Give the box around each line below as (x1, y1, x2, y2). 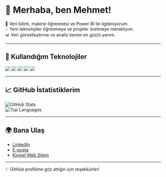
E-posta (12, 147, 29, 153)
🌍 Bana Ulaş (5, 126, 45, 135)
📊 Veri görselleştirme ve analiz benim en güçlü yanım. (5, 32, 116, 37)
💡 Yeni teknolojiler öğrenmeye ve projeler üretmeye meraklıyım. (5, 26, 134, 32)
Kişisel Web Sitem (12, 152, 49, 158)
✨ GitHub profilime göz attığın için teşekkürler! (5, 166, 100, 172)
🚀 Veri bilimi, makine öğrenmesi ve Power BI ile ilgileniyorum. (5, 21, 129, 27)
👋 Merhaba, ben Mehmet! (5, 4, 112, 16)
